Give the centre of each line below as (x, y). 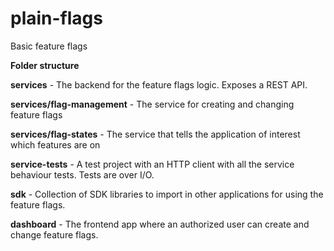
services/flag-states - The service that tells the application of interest (155, 134)
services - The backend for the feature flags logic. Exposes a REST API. (159, 84)
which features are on (55, 144)
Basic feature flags (49, 46)
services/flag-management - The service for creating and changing (152, 104)
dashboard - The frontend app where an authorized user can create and (160, 224)
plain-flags (56, 18)
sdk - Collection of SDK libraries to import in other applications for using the (167, 194)
